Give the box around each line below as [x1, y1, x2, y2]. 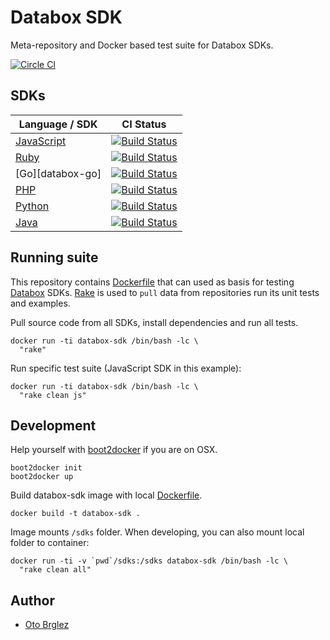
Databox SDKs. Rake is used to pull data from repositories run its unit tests [10, 286, 320, 298]
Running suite [10, 249, 99, 266]
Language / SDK [18, 117, 98, 131]
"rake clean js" [19, 390, 87, 400]
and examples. [10, 297, 71, 309]
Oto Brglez [24, 619, 70, 631]
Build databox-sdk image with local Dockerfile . [10, 489, 203, 501]
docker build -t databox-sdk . [10, 509, 141, 519]
